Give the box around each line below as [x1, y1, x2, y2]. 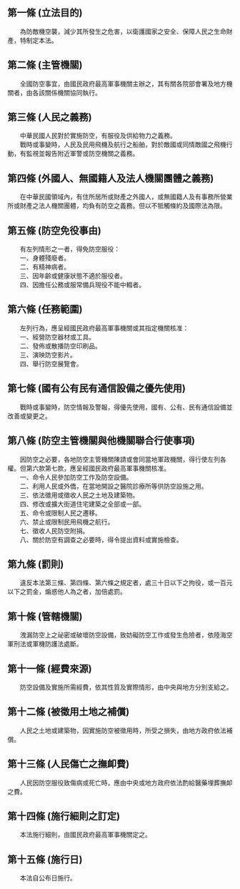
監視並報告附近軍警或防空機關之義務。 [26, 149, 139, 158]
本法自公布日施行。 [19, 874, 76, 883]
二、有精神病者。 [19, 263, 70, 272]
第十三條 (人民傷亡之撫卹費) [7, 758, 130, 770]
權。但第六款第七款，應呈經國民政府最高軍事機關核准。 [7, 464, 170, 472]
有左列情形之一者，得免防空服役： [19, 245, 120, 254]
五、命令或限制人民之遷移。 [19, 508, 101, 517]
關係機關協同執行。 [44, 88, 101, 96]
